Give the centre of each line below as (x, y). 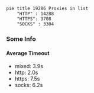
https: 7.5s (27, 79)
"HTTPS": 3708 (34, 19)
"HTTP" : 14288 (35, 14)
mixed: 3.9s (29, 66)
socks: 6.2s (29, 85)
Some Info (21, 39)
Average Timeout (28, 53)
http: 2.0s (26, 73)
